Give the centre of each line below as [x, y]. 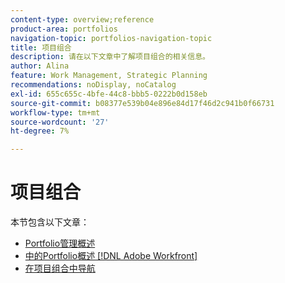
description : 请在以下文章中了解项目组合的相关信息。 [110, 57]
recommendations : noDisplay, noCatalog [93, 85]
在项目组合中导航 [60, 268]
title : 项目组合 [41, 47]
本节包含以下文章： [50, 222]
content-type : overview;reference [82, 19]
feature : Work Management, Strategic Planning [109, 76]
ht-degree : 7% [40, 131]
